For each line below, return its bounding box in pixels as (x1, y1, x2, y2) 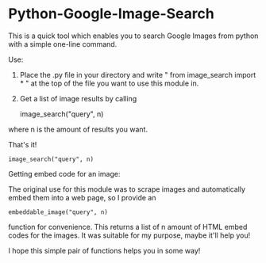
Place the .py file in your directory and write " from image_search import (19, 70, 256, 79)
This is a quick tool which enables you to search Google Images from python (8, 31, 259, 40)
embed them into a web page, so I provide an (8, 192, 156, 202)
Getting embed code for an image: (8, 169, 121, 178)
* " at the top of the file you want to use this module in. (19, 78, 199, 88)
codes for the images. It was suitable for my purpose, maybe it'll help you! (8, 231, 251, 240)
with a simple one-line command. (8, 39, 118, 48)
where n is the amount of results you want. (8, 124, 148, 134)
